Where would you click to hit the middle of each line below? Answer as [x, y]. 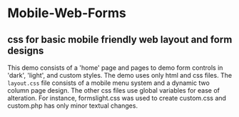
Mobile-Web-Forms [67, 13]
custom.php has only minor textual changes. [72, 106]
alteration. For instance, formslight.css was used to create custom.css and [117, 98]
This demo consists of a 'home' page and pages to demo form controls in [115, 68]
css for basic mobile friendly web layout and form [120, 40]
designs [26, 50]
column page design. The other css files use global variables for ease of [113, 90]
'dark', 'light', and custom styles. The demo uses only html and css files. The [120, 75]
